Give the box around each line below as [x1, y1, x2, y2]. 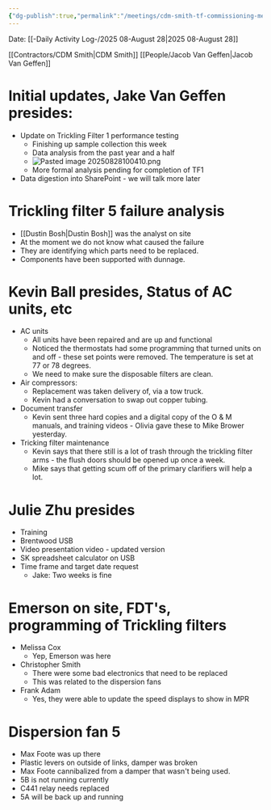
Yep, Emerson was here [31, 652, 111, 661]
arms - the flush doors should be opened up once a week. [31, 455, 226, 465]
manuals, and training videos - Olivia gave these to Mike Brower [31, 421, 244, 431]
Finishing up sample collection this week [31, 139, 167, 149]
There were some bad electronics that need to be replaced [31, 669, 228, 678]
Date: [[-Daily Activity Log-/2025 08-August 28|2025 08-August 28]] [8, 34, 239, 44]
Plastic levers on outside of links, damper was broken [19, 757, 198, 768]
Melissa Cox [19, 643, 61, 652]
